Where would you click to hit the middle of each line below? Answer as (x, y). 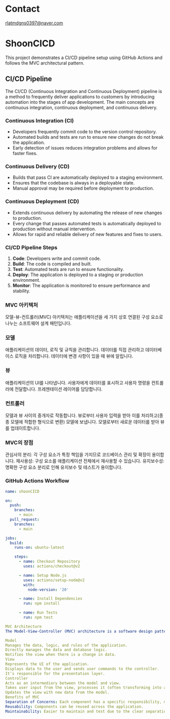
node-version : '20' (48, 590)
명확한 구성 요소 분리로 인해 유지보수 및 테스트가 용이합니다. (64, 467)
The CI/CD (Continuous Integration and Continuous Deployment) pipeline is (84, 91)
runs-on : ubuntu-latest (39, 548)
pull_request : (25, 520)
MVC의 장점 (19, 442)
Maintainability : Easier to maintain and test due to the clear (74, 711)
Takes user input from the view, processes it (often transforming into (83, 688)
